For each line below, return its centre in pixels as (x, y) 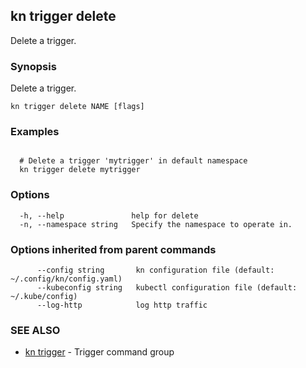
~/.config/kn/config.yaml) (66, 279)
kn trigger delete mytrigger (80, 170)
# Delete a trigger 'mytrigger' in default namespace (133, 161)
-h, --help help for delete (109, 215)
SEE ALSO (35, 330)
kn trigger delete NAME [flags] (77, 107)
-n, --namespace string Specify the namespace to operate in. (156, 224)
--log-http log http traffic (122, 305)
